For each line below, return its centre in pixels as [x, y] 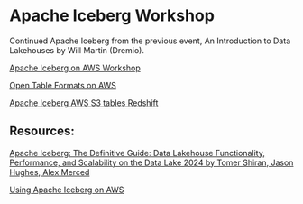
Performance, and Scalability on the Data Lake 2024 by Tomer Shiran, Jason [151, 162]
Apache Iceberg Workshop [112, 16]
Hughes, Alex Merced [50, 172]
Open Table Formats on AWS [63, 85]
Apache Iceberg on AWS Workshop [75, 68]
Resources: [42, 131]
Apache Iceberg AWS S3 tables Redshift [84, 102]
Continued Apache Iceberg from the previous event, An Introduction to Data [150, 41]
